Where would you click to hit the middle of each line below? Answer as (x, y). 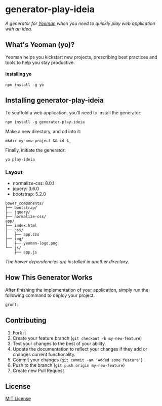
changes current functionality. (44, 354)
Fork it (19, 333)
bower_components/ (25, 204)
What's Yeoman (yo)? (40, 45)
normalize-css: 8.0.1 (33, 183)
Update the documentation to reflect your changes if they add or (80, 349)
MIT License (18, 399)
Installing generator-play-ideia (54, 100)
